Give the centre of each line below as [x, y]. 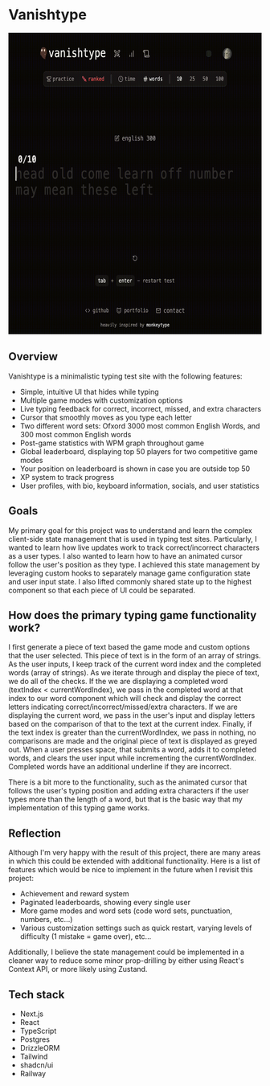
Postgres [35, 1039]
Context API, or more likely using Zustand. [78, 969]
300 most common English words [76, 434]
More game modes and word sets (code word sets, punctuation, [126, 911]
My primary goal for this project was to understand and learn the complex [131, 530]
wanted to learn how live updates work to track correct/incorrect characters [134, 547]
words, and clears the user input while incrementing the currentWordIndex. [133, 758]
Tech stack [37, 994]
